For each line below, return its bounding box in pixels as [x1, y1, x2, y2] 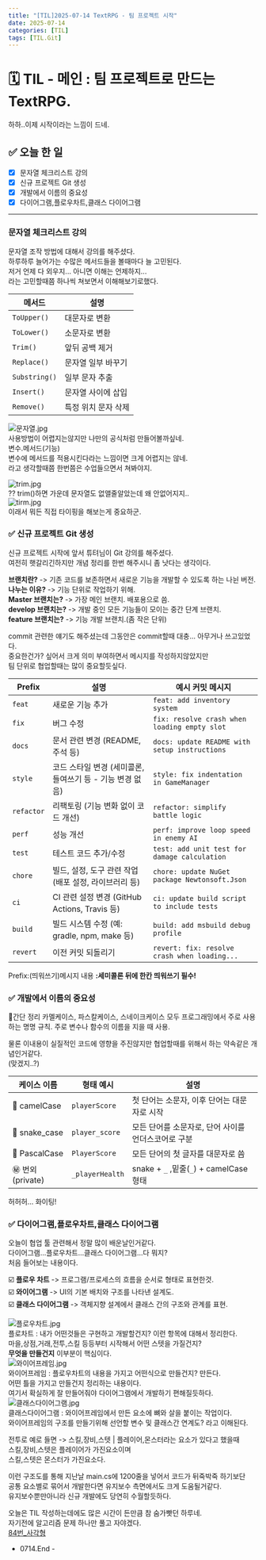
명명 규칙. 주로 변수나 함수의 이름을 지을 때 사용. [22, 1022, 170, 1032]
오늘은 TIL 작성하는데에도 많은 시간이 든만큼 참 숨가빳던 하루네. [8, 1508, 203, 1518]
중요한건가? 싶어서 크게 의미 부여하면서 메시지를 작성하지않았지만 [8, 651, 209, 661]
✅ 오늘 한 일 [8, 145, 63, 159]
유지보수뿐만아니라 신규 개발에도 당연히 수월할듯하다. [8, 1492, 172, 1501]
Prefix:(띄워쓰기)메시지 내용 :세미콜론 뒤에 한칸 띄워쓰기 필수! [8, 971, 196, 980]
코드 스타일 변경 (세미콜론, [52, 761, 145, 772]
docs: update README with [153, 737, 251, 746]
